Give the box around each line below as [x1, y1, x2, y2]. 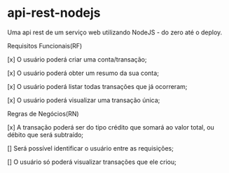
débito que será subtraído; [7, 130, 84, 139]
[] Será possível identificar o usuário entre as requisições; [7, 144, 174, 152]
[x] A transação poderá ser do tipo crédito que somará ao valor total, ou [7, 123, 215, 131]
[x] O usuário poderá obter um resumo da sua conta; [7, 69, 160, 77]
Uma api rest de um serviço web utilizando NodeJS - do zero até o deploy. [7, 28, 223, 36]
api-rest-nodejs [7, 5, 101, 21]
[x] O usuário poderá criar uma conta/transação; [7, 55, 147, 64]
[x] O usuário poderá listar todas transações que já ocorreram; [7, 82, 188, 90]
